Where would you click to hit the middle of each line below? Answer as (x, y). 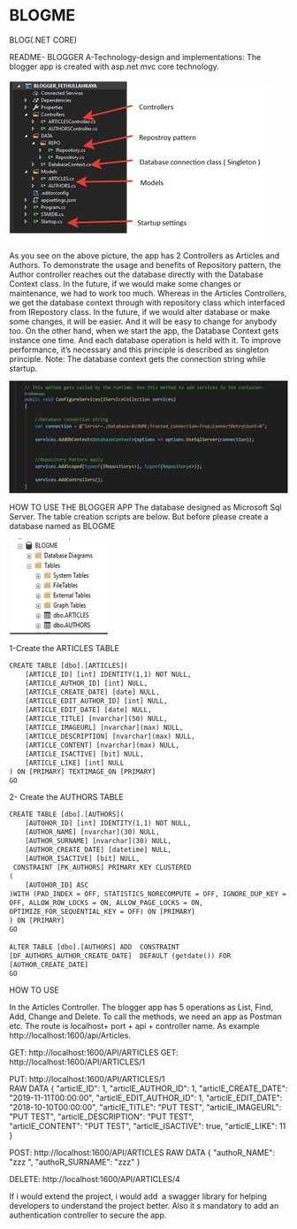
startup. (23, 368)
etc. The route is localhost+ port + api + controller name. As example (134, 1025)
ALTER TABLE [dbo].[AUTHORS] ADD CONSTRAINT (94, 947)
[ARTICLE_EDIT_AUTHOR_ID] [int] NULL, (96, 701)
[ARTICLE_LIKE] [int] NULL (75, 763)
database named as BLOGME (63, 526)
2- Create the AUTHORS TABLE (66, 796)
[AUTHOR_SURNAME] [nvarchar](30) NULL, (99, 841)
